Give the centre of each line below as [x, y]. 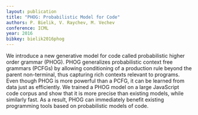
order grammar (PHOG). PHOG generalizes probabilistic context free [90, 62]
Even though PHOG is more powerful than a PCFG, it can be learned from [95, 81]
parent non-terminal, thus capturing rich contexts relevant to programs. [93, 75]
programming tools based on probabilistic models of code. [77, 106]
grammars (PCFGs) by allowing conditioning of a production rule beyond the [99, 68]
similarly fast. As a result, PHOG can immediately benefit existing [85, 100]
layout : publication [32, 11]
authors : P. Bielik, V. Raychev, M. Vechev [61, 22]
